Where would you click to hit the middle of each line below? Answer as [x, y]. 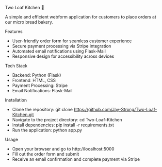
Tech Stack [16, 66]
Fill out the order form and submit [45, 154]
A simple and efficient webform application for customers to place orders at [81, 17]
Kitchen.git [23, 115]
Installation [16, 100]
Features [14, 31]
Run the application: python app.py [47, 130]
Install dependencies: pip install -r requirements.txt [63, 125]
